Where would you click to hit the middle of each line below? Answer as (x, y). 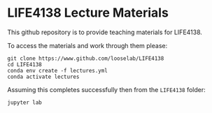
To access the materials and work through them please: (87, 45)
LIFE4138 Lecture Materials (88, 13)
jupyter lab (24, 103)
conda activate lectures (43, 77)
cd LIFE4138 (24, 64)
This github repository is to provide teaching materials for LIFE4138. (105, 32)
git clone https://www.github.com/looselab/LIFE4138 (86, 58)
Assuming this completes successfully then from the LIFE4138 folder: (107, 89)
